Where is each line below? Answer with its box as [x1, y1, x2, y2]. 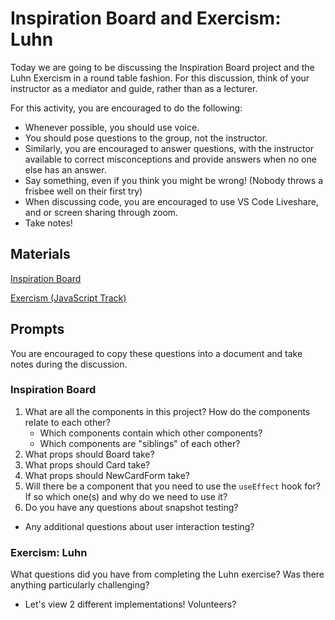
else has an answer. [24, 163, 107, 176]
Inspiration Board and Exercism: [10, 7, 282, 30]
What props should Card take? [24, 458, 151, 471]
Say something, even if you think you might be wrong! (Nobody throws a [24, 174, 324, 186]
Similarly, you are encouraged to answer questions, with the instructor [24, 142, 315, 154]
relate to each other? [24, 416, 111, 428]
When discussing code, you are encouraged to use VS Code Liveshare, [24, 195, 319, 207]
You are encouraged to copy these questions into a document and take [10, 347, 303, 359]
